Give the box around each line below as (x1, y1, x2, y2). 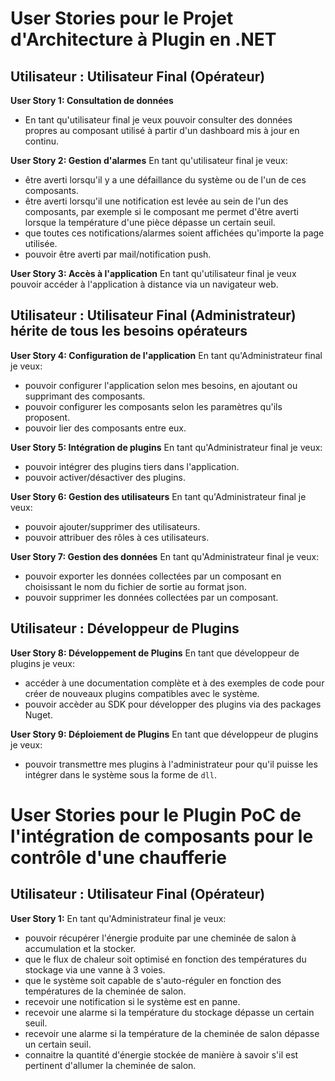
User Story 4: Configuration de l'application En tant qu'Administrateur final (10, 349, 323, 361)
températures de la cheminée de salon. (24, 985, 187, 997)
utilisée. (24, 238, 58, 249)
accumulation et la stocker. (24, 942, 137, 954)
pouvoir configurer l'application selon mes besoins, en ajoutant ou (24, 379, 298, 391)
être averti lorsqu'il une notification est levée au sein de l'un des (24, 195, 289, 207)
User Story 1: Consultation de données (10, 95, 174, 106)
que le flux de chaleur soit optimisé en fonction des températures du (24, 953, 307, 965)
